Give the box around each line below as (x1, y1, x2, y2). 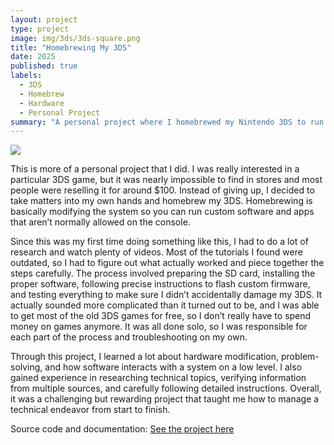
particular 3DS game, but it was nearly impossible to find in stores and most (10, 174, 323, 186)
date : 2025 (10, 52, 56, 62)
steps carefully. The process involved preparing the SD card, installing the (10, 267, 316, 280)
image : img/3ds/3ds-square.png (10, 33, 141, 43)
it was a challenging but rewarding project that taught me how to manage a (10, 393, 320, 405)
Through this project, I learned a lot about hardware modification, (10, 351, 279, 363)
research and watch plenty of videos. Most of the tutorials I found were (10, 246, 303, 258)
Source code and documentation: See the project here (10, 423, 235, 435)
